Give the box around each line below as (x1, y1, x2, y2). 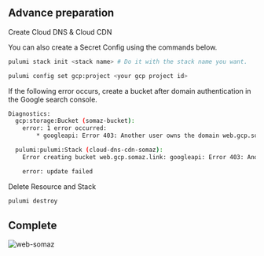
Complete (8, 218, 57, 232)
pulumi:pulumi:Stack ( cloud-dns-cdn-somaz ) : (15, 146, 163, 154)
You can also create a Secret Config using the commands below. (8, 43, 218, 52)
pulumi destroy (8, 197, 58, 205)
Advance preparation (8, 6, 115, 20)
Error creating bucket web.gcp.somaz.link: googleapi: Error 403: (22, 153, 244, 161)
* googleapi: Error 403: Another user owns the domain (36, 132, 220, 140)
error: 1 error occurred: (22, 124, 108, 132)
